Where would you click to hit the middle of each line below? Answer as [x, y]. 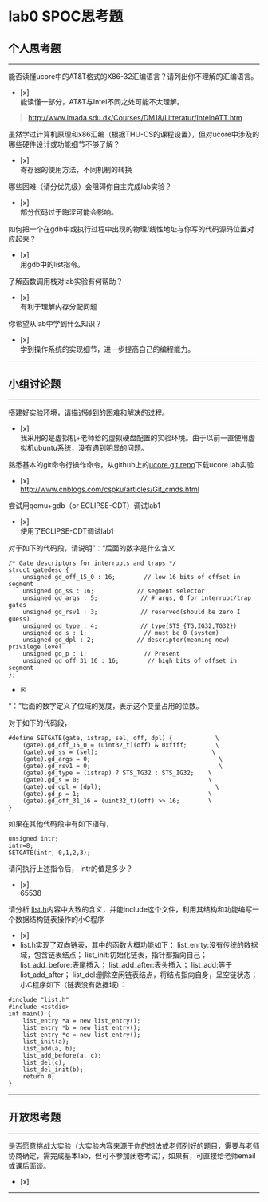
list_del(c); [44, 1062]
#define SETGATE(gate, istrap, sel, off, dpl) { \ [114, 738]
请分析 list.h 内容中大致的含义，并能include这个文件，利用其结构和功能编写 [130, 909]
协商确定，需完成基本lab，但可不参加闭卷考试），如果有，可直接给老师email [132, 1155]
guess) [19, 619]
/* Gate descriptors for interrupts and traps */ [93, 563]
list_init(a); [46, 1042]
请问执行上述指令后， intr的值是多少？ [71, 868]
